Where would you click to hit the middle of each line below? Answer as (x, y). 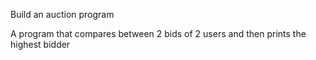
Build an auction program (62, 14)
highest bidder (40, 44)
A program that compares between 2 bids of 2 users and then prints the (158, 33)
